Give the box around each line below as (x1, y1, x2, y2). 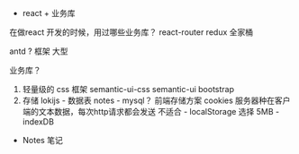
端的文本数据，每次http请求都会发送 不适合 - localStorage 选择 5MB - (22, 107, 280, 116)
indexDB (22, 116, 54, 127)
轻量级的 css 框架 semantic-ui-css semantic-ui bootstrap (22, 84, 235, 94)
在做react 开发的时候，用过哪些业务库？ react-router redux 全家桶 (9, 27, 254, 38)
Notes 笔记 (22, 135, 63, 145)
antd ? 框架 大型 (9, 46, 69, 56)
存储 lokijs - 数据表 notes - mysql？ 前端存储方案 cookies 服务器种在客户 (22, 95, 291, 106)
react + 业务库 (22, 8, 76, 18)
